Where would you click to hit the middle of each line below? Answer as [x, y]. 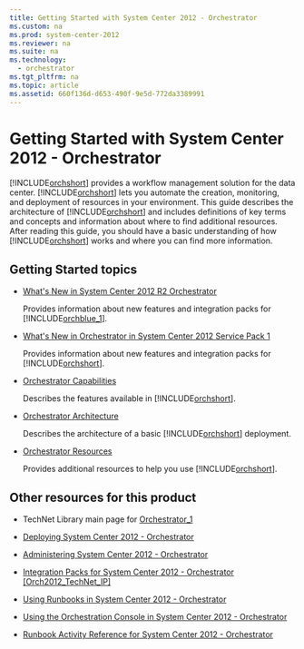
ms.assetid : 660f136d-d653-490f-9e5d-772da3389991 [107, 93]
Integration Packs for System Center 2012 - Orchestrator [128, 572]
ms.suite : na [34, 52]
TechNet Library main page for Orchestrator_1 [108, 519]
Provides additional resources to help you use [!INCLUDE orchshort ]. [150, 469]
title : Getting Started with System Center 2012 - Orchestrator [133, 18]
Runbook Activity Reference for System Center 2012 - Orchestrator [148, 634]
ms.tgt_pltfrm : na [44, 77]
